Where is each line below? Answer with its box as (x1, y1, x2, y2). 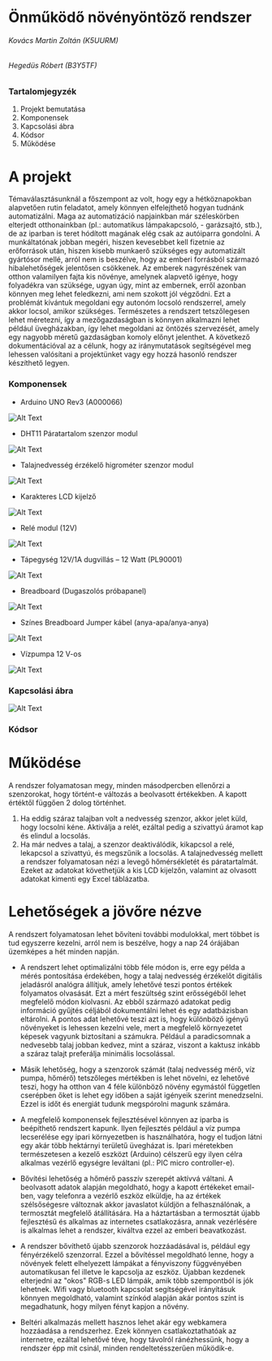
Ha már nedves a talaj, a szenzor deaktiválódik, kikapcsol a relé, (19, 839, 235, 849)
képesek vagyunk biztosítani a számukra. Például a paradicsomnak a (19, 1031, 251, 1041)
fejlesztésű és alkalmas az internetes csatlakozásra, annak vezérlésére (19, 1216, 257, 1226)
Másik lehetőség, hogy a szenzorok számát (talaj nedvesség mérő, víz (19, 1064, 256, 1074)
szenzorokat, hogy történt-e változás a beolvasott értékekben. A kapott (8, 789, 248, 799)
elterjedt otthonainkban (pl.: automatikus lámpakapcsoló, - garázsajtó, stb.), (8, 220, 262, 230)
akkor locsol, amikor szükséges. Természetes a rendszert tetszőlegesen (8, 306, 250, 316)
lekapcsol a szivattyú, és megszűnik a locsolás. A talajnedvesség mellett (19, 847, 263, 857)
